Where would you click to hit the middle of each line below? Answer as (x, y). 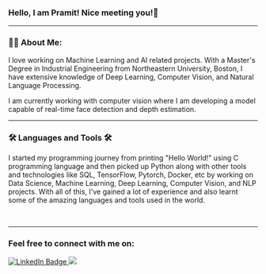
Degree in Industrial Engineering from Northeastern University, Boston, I (125, 68)
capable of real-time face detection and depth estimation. (102, 109)
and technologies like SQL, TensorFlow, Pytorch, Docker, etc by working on (131, 175)
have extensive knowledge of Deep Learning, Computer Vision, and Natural (131, 77)
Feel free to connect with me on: (71, 243)
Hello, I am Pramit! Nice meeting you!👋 (84, 13)
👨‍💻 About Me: (35, 43)
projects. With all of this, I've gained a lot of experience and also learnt (123, 191)
